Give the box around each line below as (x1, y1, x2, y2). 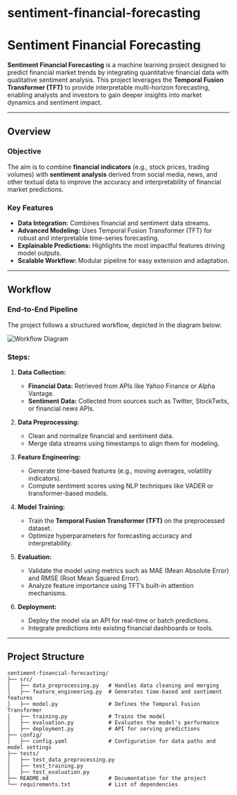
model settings (7, 743, 52, 750)
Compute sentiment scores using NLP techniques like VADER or (28, 482, 214, 490)
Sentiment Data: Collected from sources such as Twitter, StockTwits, (28, 397, 229, 406)
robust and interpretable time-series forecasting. (17, 234, 160, 242)
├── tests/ (7, 750, 39, 757)
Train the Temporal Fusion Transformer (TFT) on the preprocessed (28, 517, 225, 525)
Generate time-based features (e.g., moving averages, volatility (28, 466, 212, 475)
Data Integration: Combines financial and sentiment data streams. (17, 219, 210, 228)
